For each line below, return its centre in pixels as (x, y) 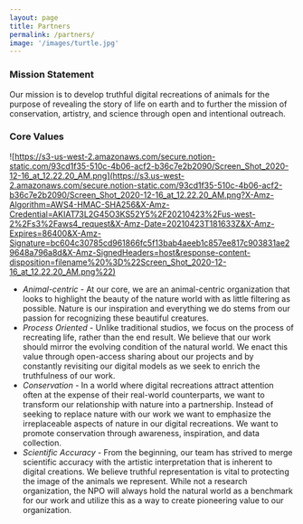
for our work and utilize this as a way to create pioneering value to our (153, 500)
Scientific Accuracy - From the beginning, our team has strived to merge (157, 452)
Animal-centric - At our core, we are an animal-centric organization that (156, 289)
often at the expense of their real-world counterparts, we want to (143, 395)
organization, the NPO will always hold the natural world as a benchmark (158, 491)
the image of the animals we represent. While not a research (135, 481)
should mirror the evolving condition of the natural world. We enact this (155, 346)
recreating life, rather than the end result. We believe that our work (147, 337)
